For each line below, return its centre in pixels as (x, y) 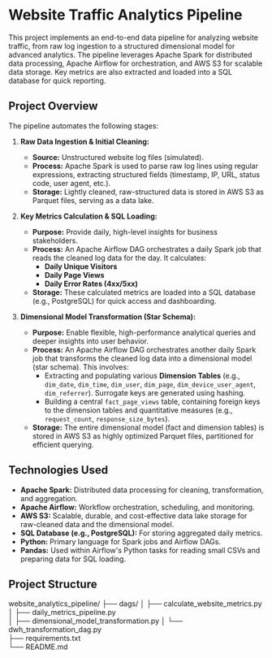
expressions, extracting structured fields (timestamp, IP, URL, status (146, 174)
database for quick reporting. (57, 80)
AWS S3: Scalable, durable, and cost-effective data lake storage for (134, 515)
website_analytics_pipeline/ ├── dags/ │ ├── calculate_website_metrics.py (135, 604)
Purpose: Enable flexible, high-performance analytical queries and (144, 332)
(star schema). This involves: (80, 366)
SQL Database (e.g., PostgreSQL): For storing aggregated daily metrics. (141, 533)
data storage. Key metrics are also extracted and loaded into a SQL (121, 71)
